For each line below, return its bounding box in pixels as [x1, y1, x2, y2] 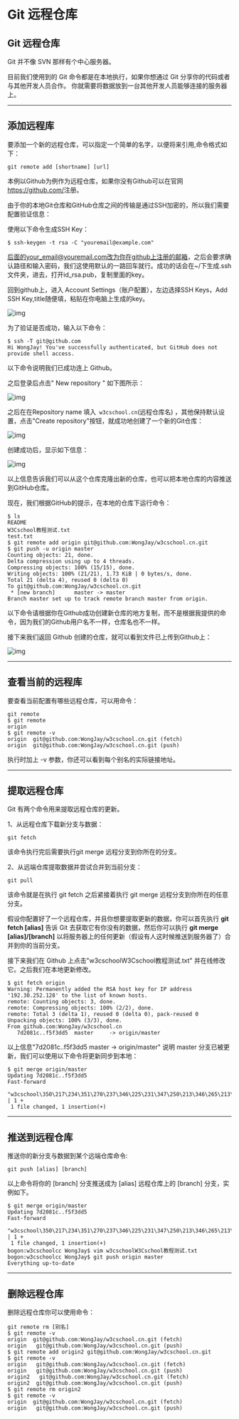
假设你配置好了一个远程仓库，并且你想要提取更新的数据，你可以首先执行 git [7, 914, 229, 923]
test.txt [7, 533, 33, 540]
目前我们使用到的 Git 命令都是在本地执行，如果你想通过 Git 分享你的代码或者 [7, 73, 230, 81]
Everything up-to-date [7, 1260, 75, 1267]
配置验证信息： [7, 210, 51, 218]
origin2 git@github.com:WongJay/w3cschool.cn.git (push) [7, 1380, 183, 1387]
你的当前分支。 [19, 941, 64, 950]
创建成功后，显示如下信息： [7, 445, 89, 454]
